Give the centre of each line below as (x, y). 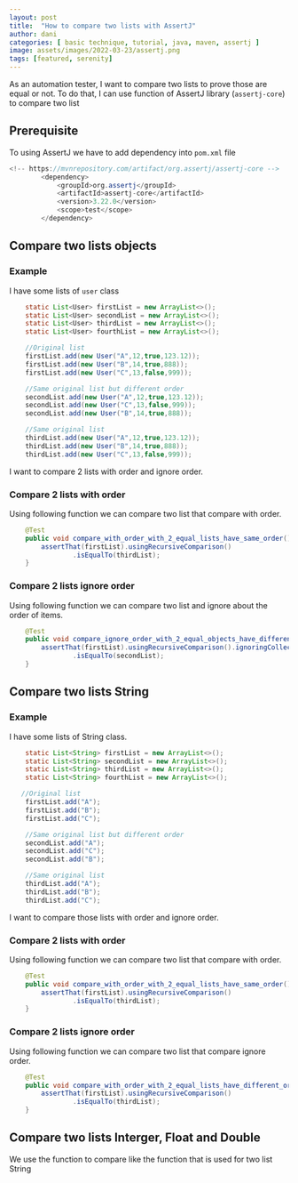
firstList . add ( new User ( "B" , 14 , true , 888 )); (107, 364)
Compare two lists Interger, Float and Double (135, 1138)
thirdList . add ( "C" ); (63, 900)
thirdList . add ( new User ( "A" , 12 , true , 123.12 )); (113, 438)
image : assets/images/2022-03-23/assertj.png (94, 51)
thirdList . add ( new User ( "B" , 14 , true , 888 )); (107, 446)
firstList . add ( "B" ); (63, 810)
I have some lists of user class (64, 291)
